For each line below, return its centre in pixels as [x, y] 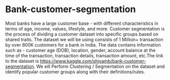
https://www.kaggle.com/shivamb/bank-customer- [93, 61]
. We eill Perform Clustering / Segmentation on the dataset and [99, 66]
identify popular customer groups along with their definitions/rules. [75, 71]
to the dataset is [22, 61]
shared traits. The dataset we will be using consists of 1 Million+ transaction [84, 39]
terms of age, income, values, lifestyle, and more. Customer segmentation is [85, 28]
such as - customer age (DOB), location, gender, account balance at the [80, 50]
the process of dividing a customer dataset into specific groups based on [82, 34]
